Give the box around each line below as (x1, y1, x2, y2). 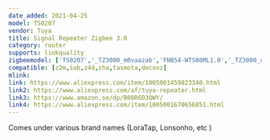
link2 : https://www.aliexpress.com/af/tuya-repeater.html (8, 86, 207, 94)
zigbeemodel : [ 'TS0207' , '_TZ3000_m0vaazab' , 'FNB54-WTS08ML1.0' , (8, 57, 228, 65)
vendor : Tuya (8, 26, 52, 34)
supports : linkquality (8, 49, 84, 57)
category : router (8, 42, 67, 50)
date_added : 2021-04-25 (8, 11, 88, 20)
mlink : (8, 71, 31, 79)
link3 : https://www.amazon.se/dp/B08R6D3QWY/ (8, 94, 163, 102)
